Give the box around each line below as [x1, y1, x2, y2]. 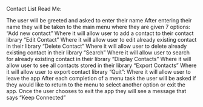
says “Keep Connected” [6, 94, 66, 101]
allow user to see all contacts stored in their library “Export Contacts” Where [6, 62, 197, 69]
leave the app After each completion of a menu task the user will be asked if [6, 75, 196, 82]
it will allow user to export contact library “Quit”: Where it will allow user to [6, 68, 191, 75]
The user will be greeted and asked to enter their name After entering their [6, 17, 192, 24]
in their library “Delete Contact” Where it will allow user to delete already [6, 42, 187, 50]
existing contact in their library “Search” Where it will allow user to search [6, 49, 190, 56]
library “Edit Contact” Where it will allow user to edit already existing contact [6, 36, 197, 43]
